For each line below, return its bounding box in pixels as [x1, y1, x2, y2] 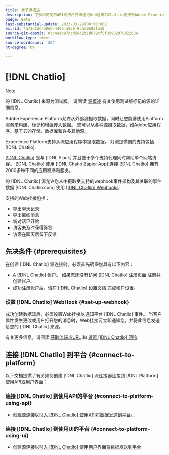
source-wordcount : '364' [5, 40, 57, 45]
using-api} [5, 400, 32, 407]
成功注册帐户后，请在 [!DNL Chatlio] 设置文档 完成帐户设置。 [12, 285, 138, 291]
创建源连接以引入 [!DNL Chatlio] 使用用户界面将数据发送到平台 [12, 444, 142, 450]
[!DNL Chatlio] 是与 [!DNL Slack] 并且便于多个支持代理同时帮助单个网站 [5, 154, 152, 160]
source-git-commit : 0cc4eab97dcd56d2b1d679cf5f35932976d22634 [5, 31, 138, 36]
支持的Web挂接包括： [5, 195, 50, 201]
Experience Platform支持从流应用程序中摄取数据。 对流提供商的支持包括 [5, 138, 154, 144]
